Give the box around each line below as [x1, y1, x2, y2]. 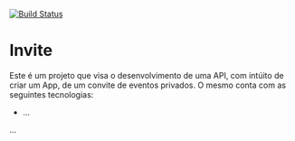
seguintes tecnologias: [9, 89, 94, 99]
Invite [9, 41, 52, 61]
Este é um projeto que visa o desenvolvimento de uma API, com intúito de [9, 70, 284, 80]
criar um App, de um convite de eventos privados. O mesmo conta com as [9, 80, 287, 90]
